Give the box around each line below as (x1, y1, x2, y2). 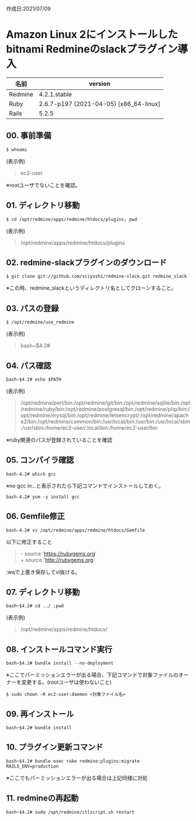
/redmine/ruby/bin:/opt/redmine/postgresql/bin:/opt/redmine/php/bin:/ (20, 406, 190, 412)
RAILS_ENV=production (6, 763, 59, 769)
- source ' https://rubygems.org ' (20, 550, 97, 557)
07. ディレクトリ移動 (6, 587, 80, 597)
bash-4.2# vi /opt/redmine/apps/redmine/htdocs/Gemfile (6, 527, 145, 533)
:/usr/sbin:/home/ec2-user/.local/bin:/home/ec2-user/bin (20, 425, 158, 431)
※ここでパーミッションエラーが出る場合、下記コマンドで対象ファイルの (6, 671, 178, 678)
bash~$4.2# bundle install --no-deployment (6, 660, 114, 667)
